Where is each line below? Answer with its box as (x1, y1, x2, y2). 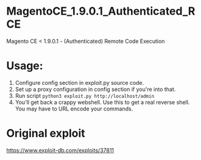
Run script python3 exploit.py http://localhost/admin (15, 92, 155, 99)
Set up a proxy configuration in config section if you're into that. (15, 85, 176, 93)
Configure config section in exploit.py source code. (15, 79, 144, 86)
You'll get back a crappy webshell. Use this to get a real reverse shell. (15, 98, 190, 106)
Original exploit (6, 126, 85, 140)
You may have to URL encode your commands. (15, 105, 133, 112)
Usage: (6, 59, 44, 73)
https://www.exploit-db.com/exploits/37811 (6, 147, 115, 154)
